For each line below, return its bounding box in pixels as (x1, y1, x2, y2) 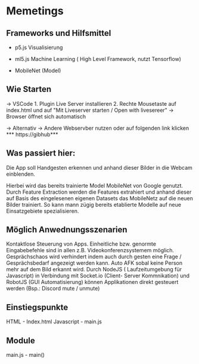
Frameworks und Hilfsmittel (6, 28, 111, 38)
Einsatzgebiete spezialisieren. (6, 207, 79, 215)
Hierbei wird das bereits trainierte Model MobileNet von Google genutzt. (6, 182, 184, 189)
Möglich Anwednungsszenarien (6, 225, 128, 235)
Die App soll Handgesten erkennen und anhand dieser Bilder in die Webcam (6, 164, 192, 171)
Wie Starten (6, 84, 52, 94)
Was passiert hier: (6, 148, 76, 158)
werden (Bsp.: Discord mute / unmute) (6, 285, 100, 292)
